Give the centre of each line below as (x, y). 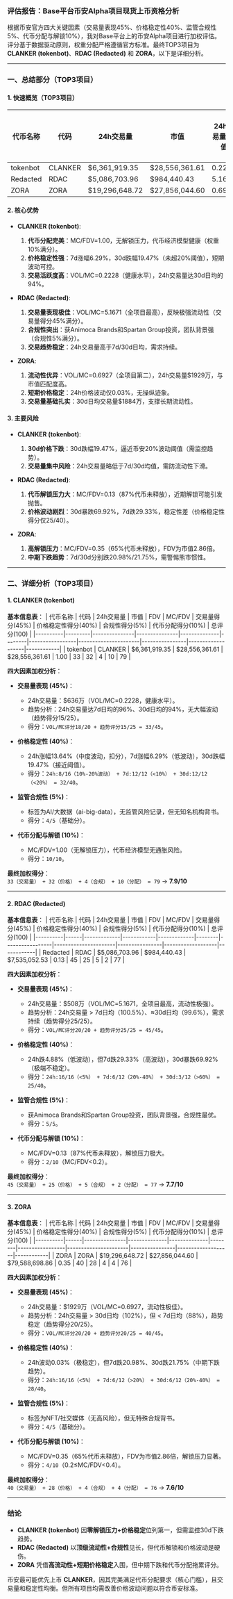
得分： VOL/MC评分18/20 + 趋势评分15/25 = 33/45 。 (97, 726)
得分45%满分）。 (63, 320)
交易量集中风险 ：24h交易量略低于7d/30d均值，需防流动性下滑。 (119, 466)
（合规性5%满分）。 (55, 338)
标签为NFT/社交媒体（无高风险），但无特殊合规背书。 (103, 1418)
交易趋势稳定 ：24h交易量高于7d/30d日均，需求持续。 (104, 347)
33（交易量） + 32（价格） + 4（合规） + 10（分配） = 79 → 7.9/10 (97, 881)
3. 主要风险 (23, 418)
